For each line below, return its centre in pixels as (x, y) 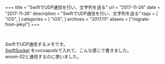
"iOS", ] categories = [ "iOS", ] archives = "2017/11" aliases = (66, 19)
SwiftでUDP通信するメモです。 (36, 44)
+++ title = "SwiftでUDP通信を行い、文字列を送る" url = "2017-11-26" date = (83, 7)
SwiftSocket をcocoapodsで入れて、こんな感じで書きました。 (68, 50)
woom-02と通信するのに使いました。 (43, 57)
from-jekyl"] (18, 24)
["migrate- (139, 19)
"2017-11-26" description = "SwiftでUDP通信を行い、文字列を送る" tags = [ (82, 13)
